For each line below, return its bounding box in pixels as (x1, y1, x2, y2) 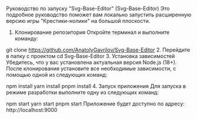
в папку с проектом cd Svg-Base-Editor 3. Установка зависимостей (6, 53, 175, 59)
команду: (14, 35, 38, 42)
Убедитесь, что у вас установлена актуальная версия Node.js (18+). (6, 59, 177, 66)
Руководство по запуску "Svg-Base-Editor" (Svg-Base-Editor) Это (6, 5, 170, 12)
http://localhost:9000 (6, 107, 58, 113)
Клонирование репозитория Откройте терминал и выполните (14, 29, 170, 36)
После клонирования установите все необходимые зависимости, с (6, 65, 176, 72)
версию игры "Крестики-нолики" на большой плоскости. (6, 18, 151, 24)
